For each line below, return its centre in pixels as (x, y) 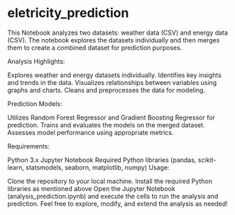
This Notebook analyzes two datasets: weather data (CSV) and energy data (118, 33)
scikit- (207, 160)
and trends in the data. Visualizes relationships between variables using (112, 82)
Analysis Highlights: (36, 61)
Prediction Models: (35, 103)
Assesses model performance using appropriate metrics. (91, 132)
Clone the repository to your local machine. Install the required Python (110, 181)
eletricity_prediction (68, 13)
